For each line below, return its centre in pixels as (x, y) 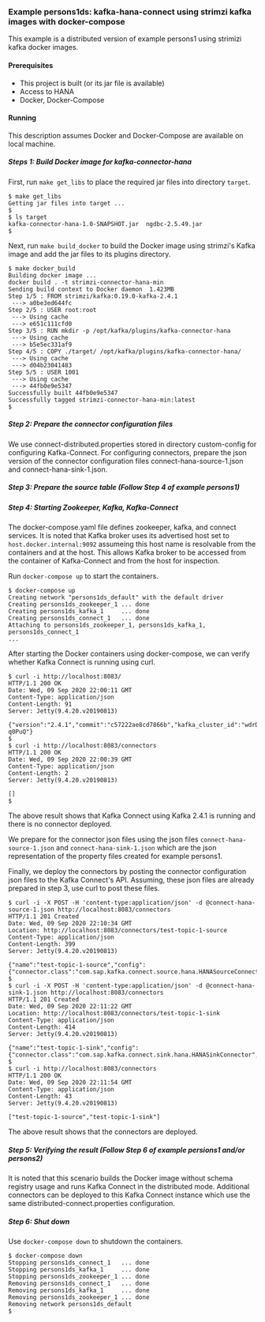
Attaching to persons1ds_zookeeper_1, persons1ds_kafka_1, (107, 625)
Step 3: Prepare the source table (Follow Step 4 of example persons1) (124, 488)
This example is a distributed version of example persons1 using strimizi (125, 39)
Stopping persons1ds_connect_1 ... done (79, 1263)
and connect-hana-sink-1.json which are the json (136, 847)
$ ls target (28, 217)
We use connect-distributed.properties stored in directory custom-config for (132, 444)
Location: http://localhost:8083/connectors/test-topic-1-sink (114, 1013)
